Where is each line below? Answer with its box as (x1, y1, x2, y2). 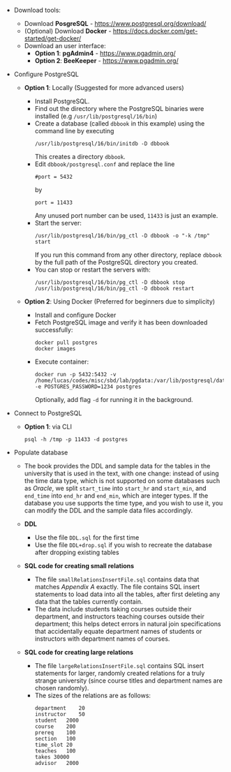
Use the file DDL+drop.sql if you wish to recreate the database (34, 541, 213, 549)
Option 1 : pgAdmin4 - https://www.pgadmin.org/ (34, 49, 176, 57)
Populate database (13, 448, 68, 456)
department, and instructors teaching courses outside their (34, 612, 204, 621)
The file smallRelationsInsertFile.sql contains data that (34, 575, 200, 584)
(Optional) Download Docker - (24, 27, 112, 35)
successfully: (34, 326, 73, 334)
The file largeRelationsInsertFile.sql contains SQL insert (34, 662, 204, 669)
